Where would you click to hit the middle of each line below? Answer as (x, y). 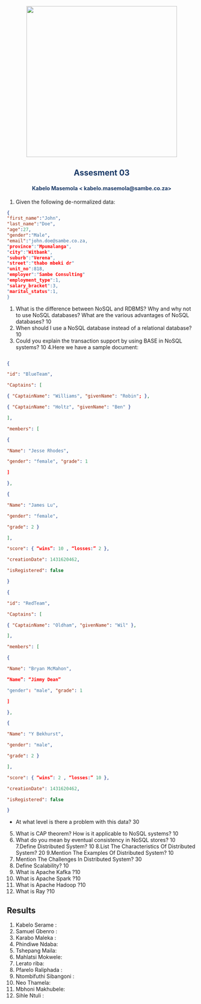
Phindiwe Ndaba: (37, 944)
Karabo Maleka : (36, 938)
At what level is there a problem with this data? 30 (77, 822)
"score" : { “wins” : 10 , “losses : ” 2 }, (58, 549)
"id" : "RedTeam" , (29, 603)
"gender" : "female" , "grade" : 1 (47, 462)
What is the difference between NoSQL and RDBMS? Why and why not (103, 309)
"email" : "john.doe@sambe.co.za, (47, 241)
